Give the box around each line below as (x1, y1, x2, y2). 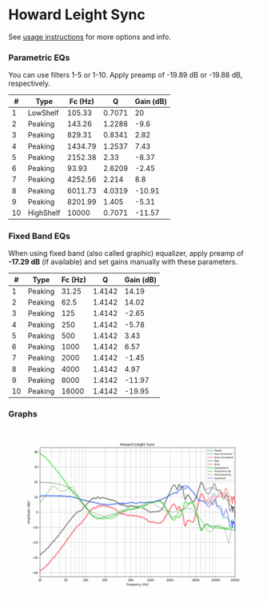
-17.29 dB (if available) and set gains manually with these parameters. (8, 257, 238, 267)
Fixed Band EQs (8, 230, 70, 241)
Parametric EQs (8, 52, 70, 63)
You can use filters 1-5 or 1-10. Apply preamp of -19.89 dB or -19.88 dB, (8, 70, 243, 80)
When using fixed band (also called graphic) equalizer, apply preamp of (8, 249, 244, 258)
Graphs (8, 409, 38, 420)
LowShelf (27, 108, 59, 118)
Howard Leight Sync (8, 6, 145, 24)
